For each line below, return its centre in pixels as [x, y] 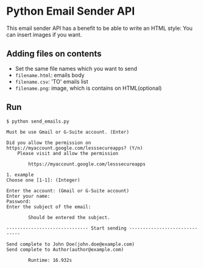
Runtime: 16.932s [50, 260]
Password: [19, 201]
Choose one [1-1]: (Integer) [43, 180]
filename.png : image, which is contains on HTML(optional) [88, 88]
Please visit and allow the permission [68, 153]
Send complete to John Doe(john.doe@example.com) [71, 244]
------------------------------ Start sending [66, 228]
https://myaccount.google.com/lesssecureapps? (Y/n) [75, 148]
